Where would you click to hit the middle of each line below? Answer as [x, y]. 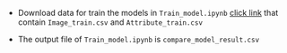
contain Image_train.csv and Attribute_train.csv [110, 22]
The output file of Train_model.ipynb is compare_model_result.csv [139, 39]
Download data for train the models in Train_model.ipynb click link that [148, 13]
